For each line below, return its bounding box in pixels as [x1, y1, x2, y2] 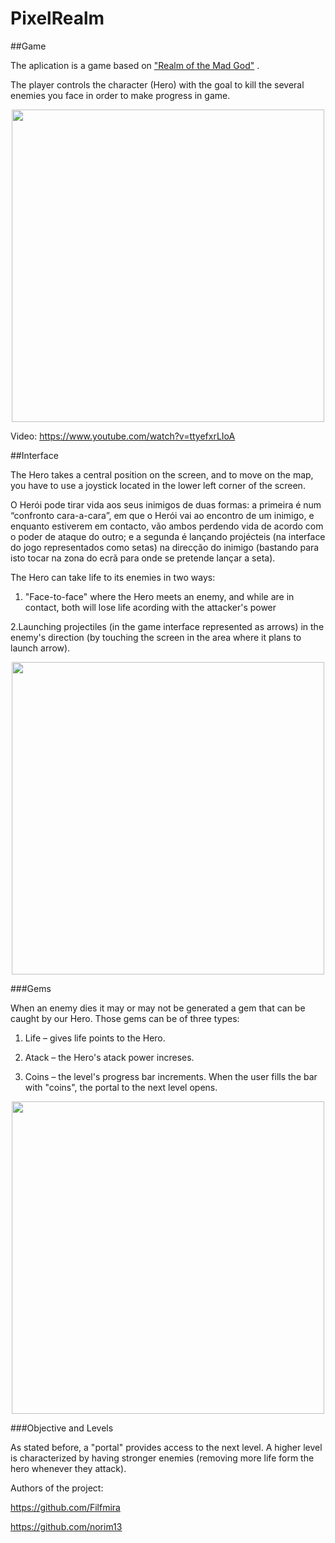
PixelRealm [10, 7, 105, 30]
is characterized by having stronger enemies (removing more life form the [10, 1452, 315, 1464]
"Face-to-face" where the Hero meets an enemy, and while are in [24, 590, 295, 602]
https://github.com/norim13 [10, 1520, 123, 1532]
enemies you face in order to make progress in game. [10, 89, 231, 101]
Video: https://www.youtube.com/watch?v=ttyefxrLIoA [10, 430, 236, 442]
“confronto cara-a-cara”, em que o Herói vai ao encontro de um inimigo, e [10, 509, 315, 521]
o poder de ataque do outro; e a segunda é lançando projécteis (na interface [10, 530, 326, 542]
